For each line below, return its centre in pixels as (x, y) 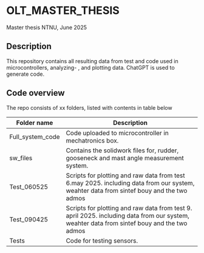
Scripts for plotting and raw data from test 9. (129, 208)
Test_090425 (29, 219)
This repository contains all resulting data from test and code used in (93, 61)
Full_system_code (35, 137)
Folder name (35, 123)
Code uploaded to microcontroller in (117, 133)
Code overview (36, 93)
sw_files (21, 158)
